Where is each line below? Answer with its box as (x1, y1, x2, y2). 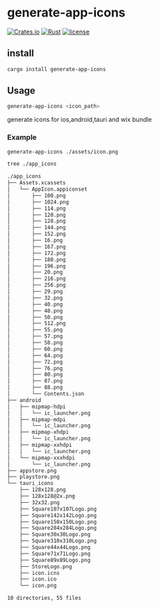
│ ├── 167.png (7, 243, 67, 250)
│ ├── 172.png (7, 250, 67, 257)
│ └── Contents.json (7, 391, 85, 398)
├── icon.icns (19, 569, 60, 576)
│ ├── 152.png (7, 230, 67, 238)
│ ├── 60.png (7, 345, 63, 352)
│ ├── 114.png (7, 205, 67, 212)
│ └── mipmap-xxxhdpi (7, 454, 76, 462)
